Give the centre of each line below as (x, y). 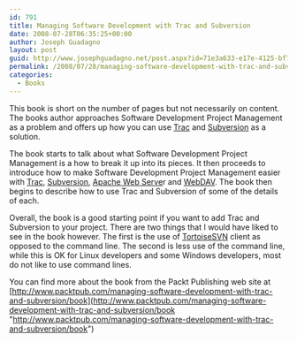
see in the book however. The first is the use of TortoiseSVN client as (135, 236)
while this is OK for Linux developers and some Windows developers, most (145, 255)
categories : (31, 75)
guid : (19, 58)
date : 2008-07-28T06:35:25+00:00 (71, 34)
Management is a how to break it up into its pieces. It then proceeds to (137, 163)
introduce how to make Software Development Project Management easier (145, 172)
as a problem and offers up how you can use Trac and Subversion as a (138, 127)
